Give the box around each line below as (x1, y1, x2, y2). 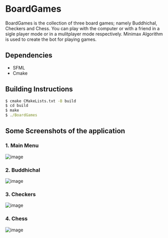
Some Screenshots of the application (5, 127, 126, 135)
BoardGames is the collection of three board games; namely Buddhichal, (5, 20, 158, 26)
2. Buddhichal (5, 166, 41, 174)
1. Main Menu (5, 142, 39, 149)
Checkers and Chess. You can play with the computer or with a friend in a (5, 25, 160, 31)
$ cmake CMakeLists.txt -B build (5, 98, 76, 104)
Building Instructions (5, 85, 73, 93)
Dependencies (5, 51, 52, 60)
